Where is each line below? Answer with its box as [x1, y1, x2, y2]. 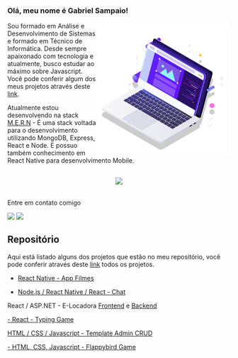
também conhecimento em [7, 148, 86, 158]
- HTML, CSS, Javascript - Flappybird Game [7, 342, 137, 351]
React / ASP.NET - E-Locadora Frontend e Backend [7, 301, 157, 310]
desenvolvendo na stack [7, 111, 79, 119]
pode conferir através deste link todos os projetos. [7, 260, 154, 268]
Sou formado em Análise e [7, 22, 85, 31]
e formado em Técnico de [7, 37, 83, 45]
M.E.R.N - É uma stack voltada [7, 119, 96, 127]
